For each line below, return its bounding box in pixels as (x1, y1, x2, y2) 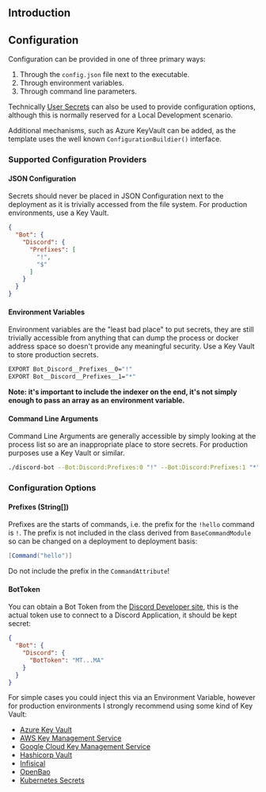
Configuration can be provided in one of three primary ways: (8, 55, 206, 64)
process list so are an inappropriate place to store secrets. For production (8, 440, 248, 449)
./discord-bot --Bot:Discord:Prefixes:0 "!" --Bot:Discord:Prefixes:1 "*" (8, 463, 260, 471)
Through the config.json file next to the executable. (19, 70, 190, 79)
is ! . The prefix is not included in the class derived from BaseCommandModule (8, 528, 252, 538)
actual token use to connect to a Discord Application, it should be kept (8, 610, 237, 620)
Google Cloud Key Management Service (19, 742, 151, 752)
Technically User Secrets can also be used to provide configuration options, (8, 102, 256, 112)
